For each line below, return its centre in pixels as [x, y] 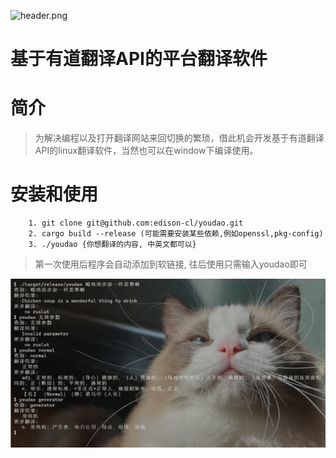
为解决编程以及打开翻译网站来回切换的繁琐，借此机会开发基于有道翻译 [179, 138]
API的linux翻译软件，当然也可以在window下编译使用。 [146, 151]
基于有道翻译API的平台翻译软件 [139, 59]
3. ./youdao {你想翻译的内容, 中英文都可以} [112, 245]
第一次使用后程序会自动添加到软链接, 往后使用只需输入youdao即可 [171, 264]
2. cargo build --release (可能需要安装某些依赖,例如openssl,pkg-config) [176, 234]
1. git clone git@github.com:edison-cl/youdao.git [136, 223]
